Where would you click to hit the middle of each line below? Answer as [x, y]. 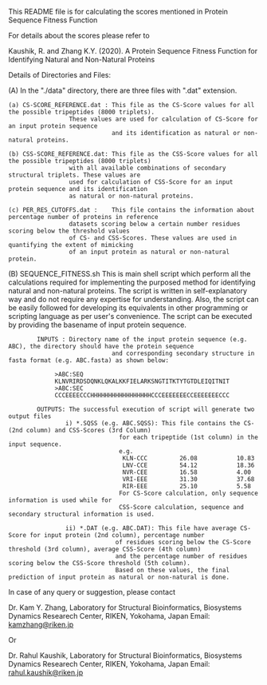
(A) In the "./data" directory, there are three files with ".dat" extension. [123, 90]
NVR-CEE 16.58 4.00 [187, 472]
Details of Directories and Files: [60, 75]
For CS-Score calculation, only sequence [188, 493]
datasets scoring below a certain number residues [155, 224]
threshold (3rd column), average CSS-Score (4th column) [105, 549]
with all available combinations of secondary [147, 168]
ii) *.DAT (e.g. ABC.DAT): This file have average [151, 528]
